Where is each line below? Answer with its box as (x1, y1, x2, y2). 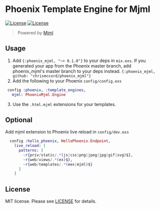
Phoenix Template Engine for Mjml (5, 3, 150, 15)
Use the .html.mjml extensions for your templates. (12, 101, 116, 107)
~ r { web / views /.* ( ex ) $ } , (23, 157, 72, 162)
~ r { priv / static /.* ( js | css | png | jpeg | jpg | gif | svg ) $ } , (23, 152, 133, 157)
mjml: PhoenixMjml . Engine (11, 92, 66, 97)
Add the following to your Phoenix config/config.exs (12, 77, 122, 83)
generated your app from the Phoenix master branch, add (12, 62, 131, 68)
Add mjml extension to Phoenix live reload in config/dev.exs (5, 129, 129, 135)
